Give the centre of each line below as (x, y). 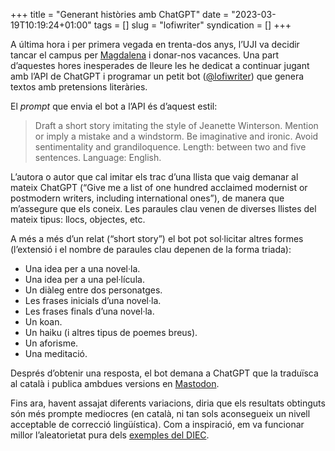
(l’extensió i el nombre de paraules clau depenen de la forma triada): (151, 249)
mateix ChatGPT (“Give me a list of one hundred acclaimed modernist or (159, 187)
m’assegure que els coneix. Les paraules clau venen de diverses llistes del (163, 208)
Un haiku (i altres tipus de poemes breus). (111, 332)
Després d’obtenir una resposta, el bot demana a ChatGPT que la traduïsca (164, 373)
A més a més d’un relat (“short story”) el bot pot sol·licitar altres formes (157, 238)
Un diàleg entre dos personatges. (93, 290)
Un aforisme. (51, 343)
